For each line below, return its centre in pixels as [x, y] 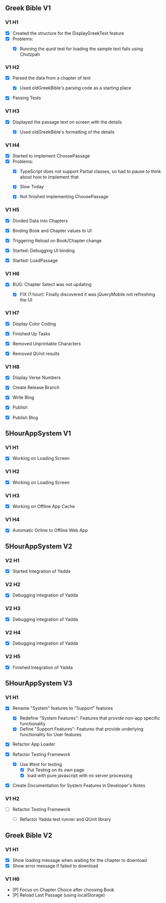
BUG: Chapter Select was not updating [52, 285]
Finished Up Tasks [31, 334]
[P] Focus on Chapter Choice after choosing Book [63, 890]
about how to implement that [49, 177]
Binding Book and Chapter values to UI [52, 230]
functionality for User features [51, 735]
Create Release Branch [36, 387]
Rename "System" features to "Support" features [63, 708]
